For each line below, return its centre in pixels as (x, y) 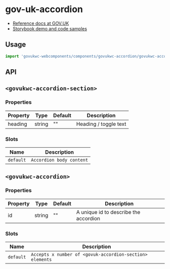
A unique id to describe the (108, 212)
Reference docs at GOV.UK (41, 23)
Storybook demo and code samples (50, 28)
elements (41, 259)
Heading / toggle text (101, 124)
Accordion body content (60, 160)
